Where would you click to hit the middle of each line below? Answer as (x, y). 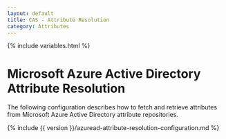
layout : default (30, 13)
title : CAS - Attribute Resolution (58, 20)
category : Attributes (38, 26)
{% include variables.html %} (49, 46)
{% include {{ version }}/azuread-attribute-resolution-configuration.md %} (113, 128)
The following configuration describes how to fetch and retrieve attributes (112, 107)
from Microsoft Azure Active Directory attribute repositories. (93, 115)
